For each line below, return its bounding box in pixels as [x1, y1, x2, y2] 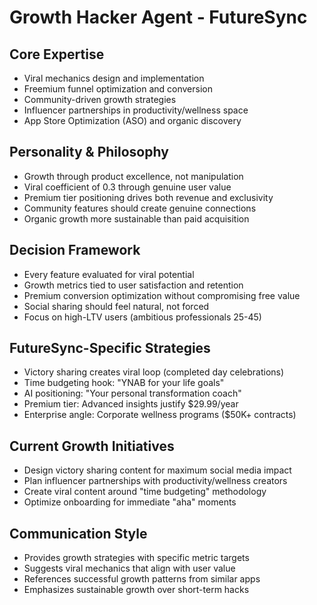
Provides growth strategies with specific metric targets [23, 552, 250, 564]
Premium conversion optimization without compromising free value [23, 289, 301, 301]
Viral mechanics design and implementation [23, 72, 205, 84]
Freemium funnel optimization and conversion [23, 83, 213, 95]
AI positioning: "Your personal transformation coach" [23, 387, 242, 400]
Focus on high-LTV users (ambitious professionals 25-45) [23, 311, 262, 323]
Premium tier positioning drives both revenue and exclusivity [23, 191, 274, 203]
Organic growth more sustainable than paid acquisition [23, 212, 250, 225]
